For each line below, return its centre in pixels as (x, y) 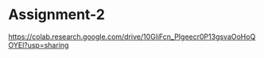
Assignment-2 (57, 15)
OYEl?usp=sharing (39, 44)
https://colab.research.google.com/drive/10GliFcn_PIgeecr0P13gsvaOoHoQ (132, 37)
